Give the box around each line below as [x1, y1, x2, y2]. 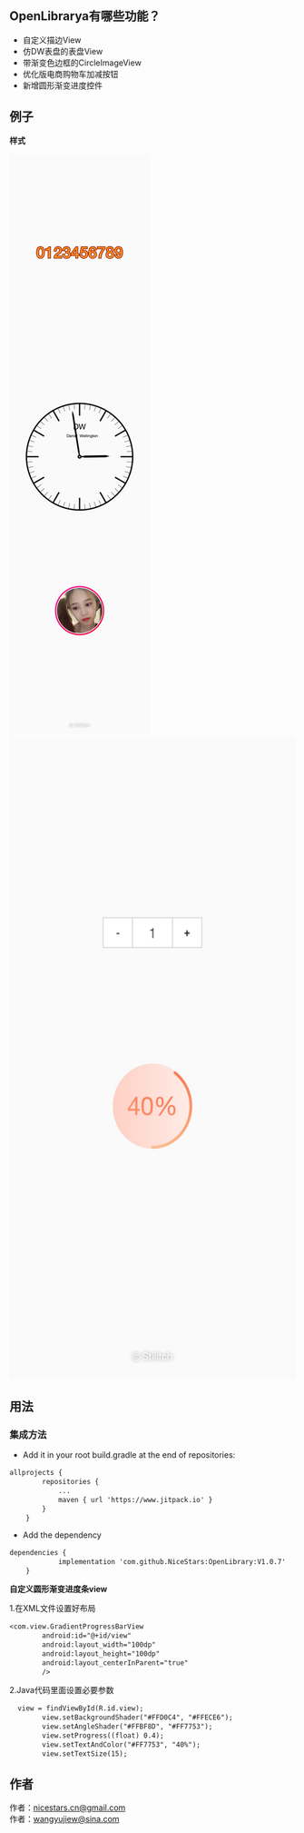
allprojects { [9, 1469, 64, 1478]
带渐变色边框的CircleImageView [22, 57, 142, 68]
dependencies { [9, 1549, 67, 1558]
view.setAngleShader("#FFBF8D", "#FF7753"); [42, 1722, 213, 1731]
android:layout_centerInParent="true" [42, 1659, 189, 1668]
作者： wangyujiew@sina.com [9, 1814, 120, 1825]
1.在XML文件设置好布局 [9, 1603, 96, 1614]
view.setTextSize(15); [42, 1749, 128, 1758]
